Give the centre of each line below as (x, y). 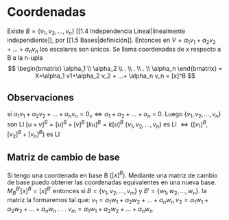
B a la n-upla (25, 58)
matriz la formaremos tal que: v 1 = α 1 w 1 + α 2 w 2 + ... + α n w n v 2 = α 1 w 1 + (108, 200)
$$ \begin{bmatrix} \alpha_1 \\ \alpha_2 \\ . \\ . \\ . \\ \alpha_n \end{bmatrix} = (115, 69)
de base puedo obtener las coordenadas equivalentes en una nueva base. (112, 182)
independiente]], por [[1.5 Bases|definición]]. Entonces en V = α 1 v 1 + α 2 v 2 (111, 41)
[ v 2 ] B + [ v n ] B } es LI (34, 134)
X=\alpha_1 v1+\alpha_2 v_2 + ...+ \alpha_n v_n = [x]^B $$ (115, 76)
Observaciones (40, 97)
